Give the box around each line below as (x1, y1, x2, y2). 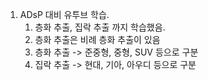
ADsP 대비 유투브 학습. (19, 9, 110, 20)
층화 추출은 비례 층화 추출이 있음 (34, 34, 161, 45)
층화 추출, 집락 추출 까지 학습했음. (34, 21, 166, 33)
